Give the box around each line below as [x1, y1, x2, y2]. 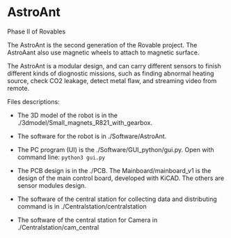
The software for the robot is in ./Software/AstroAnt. [17, 132, 167, 140]
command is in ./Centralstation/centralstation [17, 202, 148, 210]
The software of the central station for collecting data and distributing [17, 195, 217, 203]
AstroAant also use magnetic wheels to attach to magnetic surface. [7, 48, 200, 57]
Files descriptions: [7, 97, 61, 105]
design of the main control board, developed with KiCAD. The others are [17, 174, 225, 182]
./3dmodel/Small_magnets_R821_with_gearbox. [17, 118, 153, 126]
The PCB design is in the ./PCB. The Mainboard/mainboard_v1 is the [17, 166, 212, 174]
